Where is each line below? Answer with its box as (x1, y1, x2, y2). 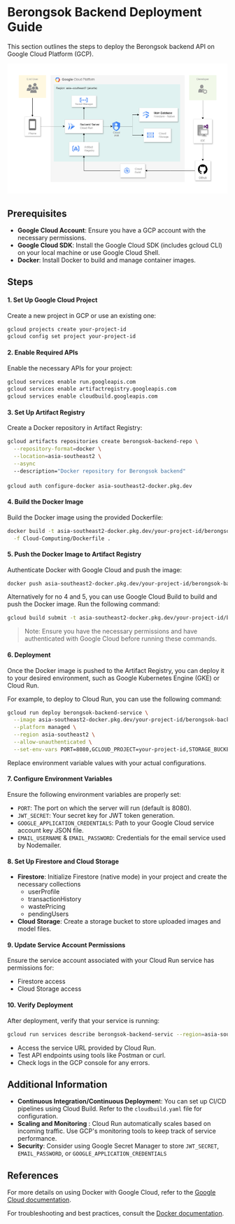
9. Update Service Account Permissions (7, 940, 126, 949)
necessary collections (17, 880, 81, 889)
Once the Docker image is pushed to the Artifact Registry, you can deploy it (7, 666, 225, 674)
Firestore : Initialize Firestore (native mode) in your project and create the (17, 872, 227, 881)
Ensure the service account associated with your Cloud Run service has (7, 957, 215, 965)
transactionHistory (27, 895, 82, 903)
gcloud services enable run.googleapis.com (7, 378, 136, 385)
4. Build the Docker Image (7, 498, 84, 506)
